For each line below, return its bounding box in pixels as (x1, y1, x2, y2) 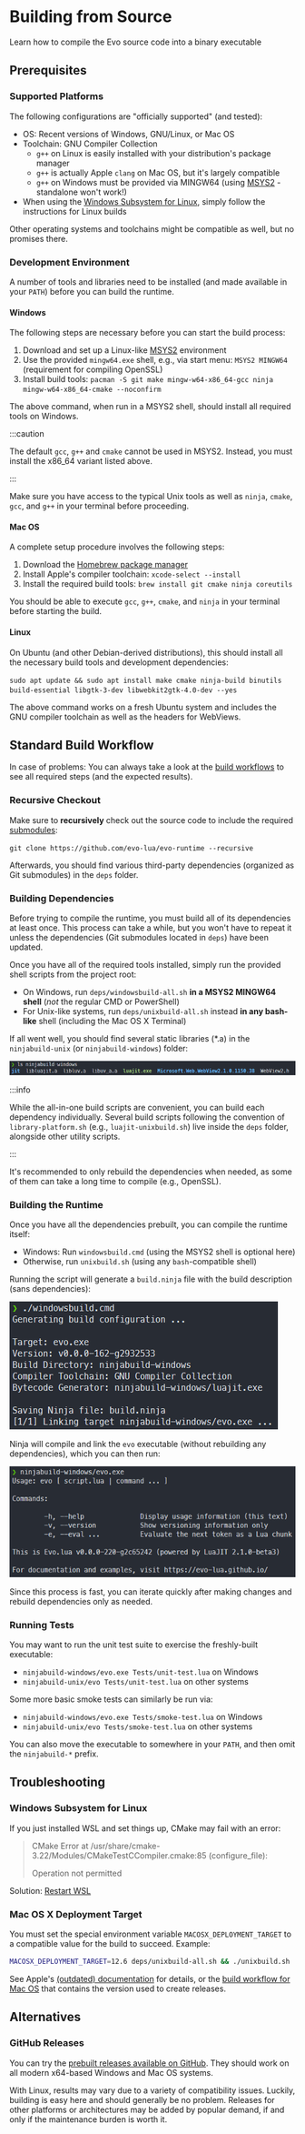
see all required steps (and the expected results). (9, 771, 193, 782)
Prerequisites (9, 63, 87, 78)
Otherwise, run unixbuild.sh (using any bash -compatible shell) (22, 1255, 257, 1266)
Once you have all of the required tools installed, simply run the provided (9, 959, 281, 970)
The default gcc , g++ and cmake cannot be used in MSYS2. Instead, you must (9, 446, 293, 457)
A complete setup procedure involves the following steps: (9, 541, 225, 552)
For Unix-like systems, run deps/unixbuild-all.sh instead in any (22, 1005, 264, 1016)
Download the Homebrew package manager (22, 559, 189, 570)
